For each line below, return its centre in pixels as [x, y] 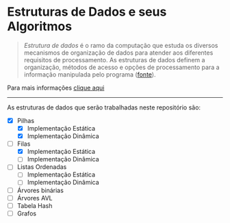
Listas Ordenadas [42, 167]
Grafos [26, 213]
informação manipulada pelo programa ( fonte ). [90, 74]
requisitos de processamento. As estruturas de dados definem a [114, 60]
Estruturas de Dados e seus [87, 12]
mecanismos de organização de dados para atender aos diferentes [118, 53]
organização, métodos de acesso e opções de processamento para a [122, 67]
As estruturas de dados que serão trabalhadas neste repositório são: [104, 107]
